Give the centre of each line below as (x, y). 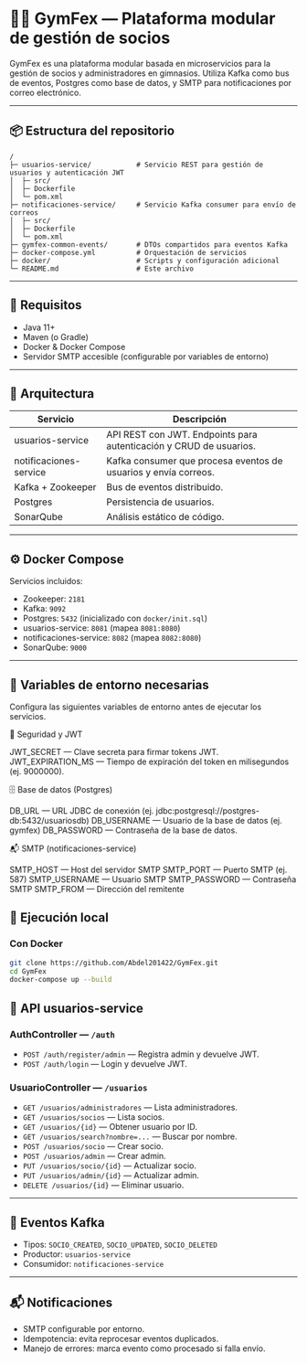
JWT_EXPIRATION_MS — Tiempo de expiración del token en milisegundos (149, 761)
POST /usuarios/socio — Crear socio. (93, 1146)
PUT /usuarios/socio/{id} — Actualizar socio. (110, 1166)
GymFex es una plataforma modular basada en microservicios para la (140, 63)
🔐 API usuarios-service (77, 1008)
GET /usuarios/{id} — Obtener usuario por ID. (110, 1127)
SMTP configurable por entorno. (84, 1328)
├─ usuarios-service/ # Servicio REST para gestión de (136, 165)
